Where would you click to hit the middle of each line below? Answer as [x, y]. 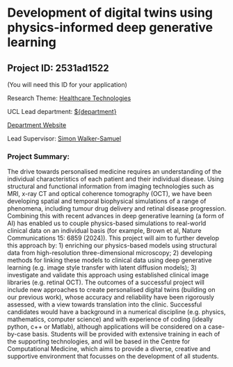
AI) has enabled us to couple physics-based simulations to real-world [107, 223]
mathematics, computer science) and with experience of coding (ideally [110, 319]
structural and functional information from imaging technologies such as [111, 186]
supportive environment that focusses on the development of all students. [113, 357]
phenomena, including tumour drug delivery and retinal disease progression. [117, 209]
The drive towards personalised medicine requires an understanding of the [114, 172]
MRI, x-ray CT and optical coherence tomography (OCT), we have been [110, 194]
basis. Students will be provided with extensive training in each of [126, 334]
